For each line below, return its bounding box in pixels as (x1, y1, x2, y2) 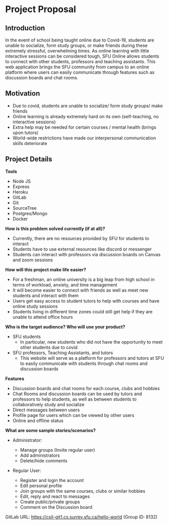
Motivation (5, 89, 40, 98)
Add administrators (20, 452, 60, 458)
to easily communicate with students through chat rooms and (20, 360, 148, 366)
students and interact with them (12, 292, 79, 299)
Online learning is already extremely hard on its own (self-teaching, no (12, 113, 159, 119)
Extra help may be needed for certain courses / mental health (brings (12, 124, 156, 130)
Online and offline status (12, 417, 64, 423)
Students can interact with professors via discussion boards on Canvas (12, 251, 161, 257)
